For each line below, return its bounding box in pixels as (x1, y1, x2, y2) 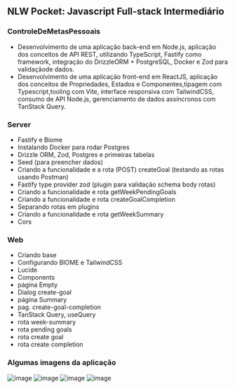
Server (7, 119, 32, 129)
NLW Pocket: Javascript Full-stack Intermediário (7, 6, 224, 18)
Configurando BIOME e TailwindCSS (17, 259, 123, 267)
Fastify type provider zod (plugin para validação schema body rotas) (17, 180, 216, 189)
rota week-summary (17, 318, 76, 327)
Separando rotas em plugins (17, 203, 100, 211)
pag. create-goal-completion (17, 303, 102, 311)
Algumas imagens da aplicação (7, 357, 116, 367)
